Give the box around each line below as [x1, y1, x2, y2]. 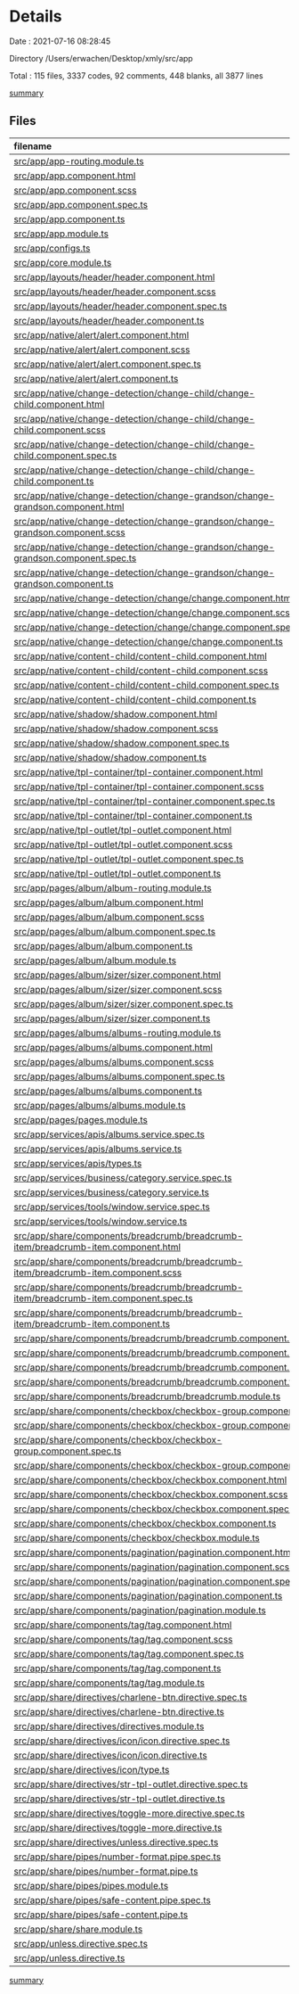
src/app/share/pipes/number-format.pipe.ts [13, 1865, 198, 1877]
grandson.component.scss [13, 526, 126, 539]
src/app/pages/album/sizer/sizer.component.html [13, 968, 222, 981]
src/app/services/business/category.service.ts [13, 1186, 209, 1199]
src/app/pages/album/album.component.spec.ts [13, 925, 216, 937]
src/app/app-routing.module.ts [13, 154, 144, 167]
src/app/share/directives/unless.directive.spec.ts [13, 1835, 219, 1848]
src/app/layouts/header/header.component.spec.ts [13, 300, 228, 312]
